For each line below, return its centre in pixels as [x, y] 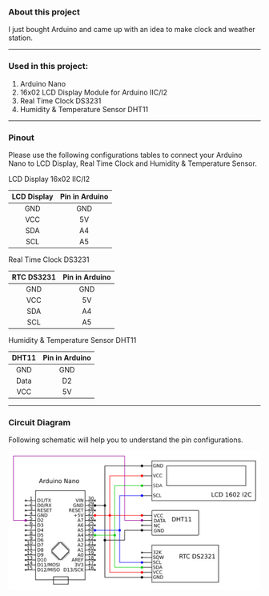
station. [21, 38]
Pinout [21, 137]
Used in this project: [48, 66]
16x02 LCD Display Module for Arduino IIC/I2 [94, 92]
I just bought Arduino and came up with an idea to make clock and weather [132, 30]
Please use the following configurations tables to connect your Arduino [125, 155]
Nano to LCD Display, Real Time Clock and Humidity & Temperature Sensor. [133, 163]
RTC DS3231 [34, 277]
